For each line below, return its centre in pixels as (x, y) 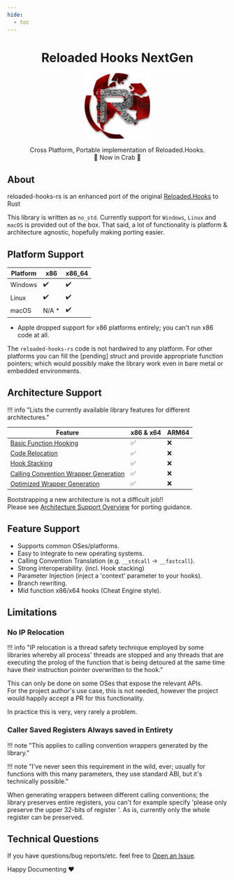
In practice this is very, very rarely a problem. (72, 712)
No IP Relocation (36, 632)
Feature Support (44, 529)
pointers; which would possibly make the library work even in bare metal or (115, 363)
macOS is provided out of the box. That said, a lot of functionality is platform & (117, 225)
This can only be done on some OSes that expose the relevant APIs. (105, 683)
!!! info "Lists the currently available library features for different (98, 410)
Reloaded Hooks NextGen (117, 58)
